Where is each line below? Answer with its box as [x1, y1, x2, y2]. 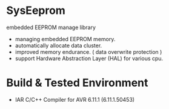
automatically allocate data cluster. [15, 42, 102, 49]
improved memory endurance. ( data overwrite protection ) [15, 48, 162, 55]
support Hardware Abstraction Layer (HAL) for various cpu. [15, 54, 164, 62]
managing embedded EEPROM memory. [15, 35, 116, 42]
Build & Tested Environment [6, 76, 148, 90]
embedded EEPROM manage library [6, 24, 96, 31]
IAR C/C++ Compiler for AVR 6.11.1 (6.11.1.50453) [15, 96, 135, 103]
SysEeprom [6, 4, 65, 18]
